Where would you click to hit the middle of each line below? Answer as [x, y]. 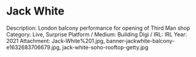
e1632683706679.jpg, [34, 47]
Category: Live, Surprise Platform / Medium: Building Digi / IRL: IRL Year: [96, 34]
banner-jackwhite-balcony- [140, 41]
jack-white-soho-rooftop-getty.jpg [105, 47]
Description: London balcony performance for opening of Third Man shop [98, 28]
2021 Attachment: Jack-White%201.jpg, [56, 41]
